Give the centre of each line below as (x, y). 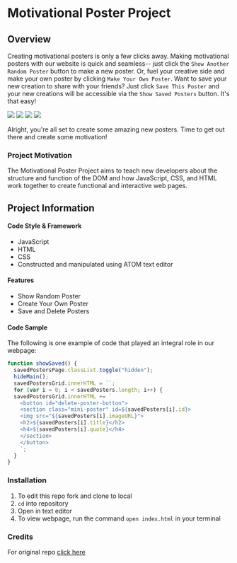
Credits (20, 537)
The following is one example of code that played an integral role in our (111, 343)
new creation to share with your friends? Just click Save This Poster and (114, 86)
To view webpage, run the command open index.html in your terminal (119, 518)
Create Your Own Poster (53, 304)
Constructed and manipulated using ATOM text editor (95, 264)
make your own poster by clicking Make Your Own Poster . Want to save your (117, 79)
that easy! (22, 101)
